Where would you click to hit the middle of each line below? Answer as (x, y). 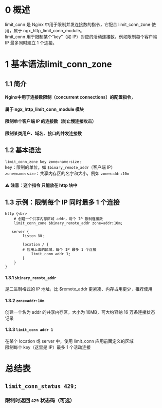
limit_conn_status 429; (41, 386)
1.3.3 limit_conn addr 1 (29, 329)
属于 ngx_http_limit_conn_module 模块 (45, 109)
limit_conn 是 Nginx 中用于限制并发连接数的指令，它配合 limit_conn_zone (78, 24)
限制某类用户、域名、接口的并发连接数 (43, 133)
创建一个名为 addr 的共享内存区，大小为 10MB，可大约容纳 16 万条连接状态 (80, 312)
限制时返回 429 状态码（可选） (40, 401)
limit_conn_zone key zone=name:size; (43, 162)
